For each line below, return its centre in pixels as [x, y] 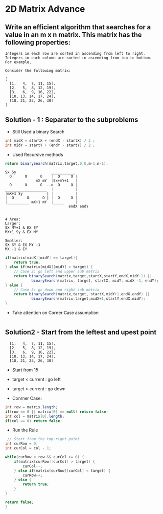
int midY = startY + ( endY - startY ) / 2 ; [50, 145]
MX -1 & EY [16, 249]
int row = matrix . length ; [31, 407]
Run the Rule [25, 430]
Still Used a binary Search [38, 132]
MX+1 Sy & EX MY [22, 232]
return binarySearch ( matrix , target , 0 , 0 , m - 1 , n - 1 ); [57, 163]
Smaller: [14, 241]
